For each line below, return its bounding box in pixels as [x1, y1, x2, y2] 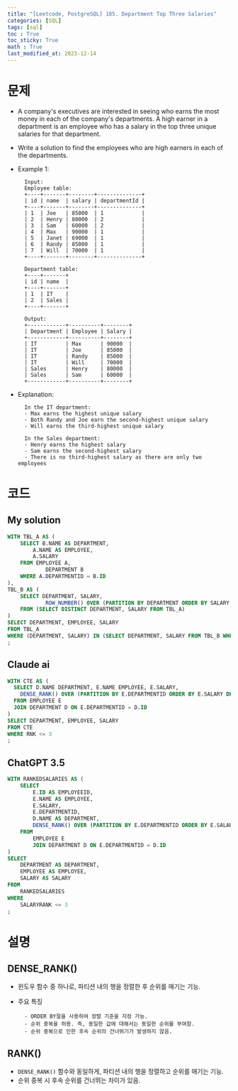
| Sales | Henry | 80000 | [24, 365, 132, 372]
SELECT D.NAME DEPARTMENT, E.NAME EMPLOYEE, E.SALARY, [13, 684, 179, 691]
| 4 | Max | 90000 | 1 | [24, 228, 145, 235]
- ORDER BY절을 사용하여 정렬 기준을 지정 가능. [24, 1013, 148, 1021]
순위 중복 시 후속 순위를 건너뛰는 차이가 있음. [17, 1076, 141, 1085]
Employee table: [24, 184, 72, 192]
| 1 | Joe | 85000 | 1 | [24, 209, 145, 217]
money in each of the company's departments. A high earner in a [17, 115, 208, 123]
